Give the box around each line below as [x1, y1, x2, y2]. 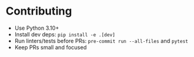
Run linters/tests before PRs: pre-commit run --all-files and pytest [14, 37, 188, 44]
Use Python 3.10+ [14, 24, 59, 32]
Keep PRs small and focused [14, 44, 87, 51]
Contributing [6, 4, 72, 18]
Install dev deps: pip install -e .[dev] [14, 30, 116, 38]
